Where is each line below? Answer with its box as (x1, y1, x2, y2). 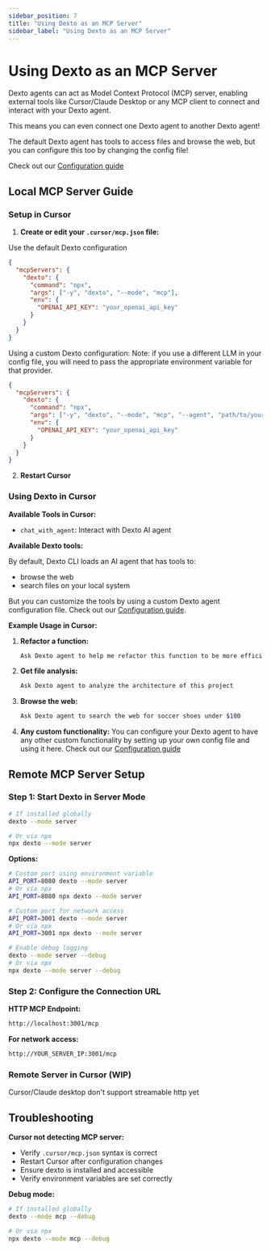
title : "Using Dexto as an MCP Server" (8, 19, 143, 27)
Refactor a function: (19, 636, 89, 646)
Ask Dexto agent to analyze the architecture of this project (19, 682, 234, 690)
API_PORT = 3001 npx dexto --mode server (8, 929, 143, 937)
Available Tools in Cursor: (8, 509, 97, 519)
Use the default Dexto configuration (8, 243, 127, 252)
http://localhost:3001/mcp (8, 1020, 99, 1028)
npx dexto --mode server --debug (8, 967, 121, 975)
